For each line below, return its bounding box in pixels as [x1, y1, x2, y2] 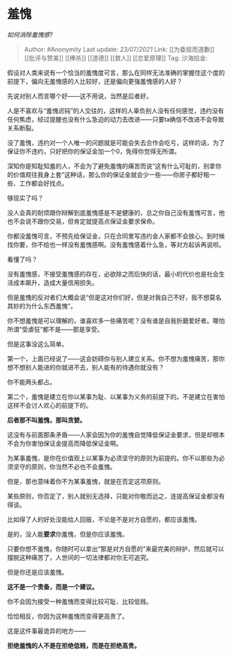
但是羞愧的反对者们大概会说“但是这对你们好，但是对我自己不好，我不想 [7, 293, 210, 301]
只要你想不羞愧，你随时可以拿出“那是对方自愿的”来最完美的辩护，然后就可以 [7, 544, 224, 553]
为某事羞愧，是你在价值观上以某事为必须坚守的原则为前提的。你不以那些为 [7, 453, 219, 462]
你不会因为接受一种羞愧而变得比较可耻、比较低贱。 [7, 597, 153, 606]
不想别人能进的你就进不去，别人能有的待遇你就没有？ [12, 363, 164, 371]
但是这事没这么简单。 [7, 339, 68, 348]
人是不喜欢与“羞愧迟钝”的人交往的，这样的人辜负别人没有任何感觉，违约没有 [7, 106, 224, 115]
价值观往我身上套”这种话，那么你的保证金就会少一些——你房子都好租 [12, 170, 210, 178]
